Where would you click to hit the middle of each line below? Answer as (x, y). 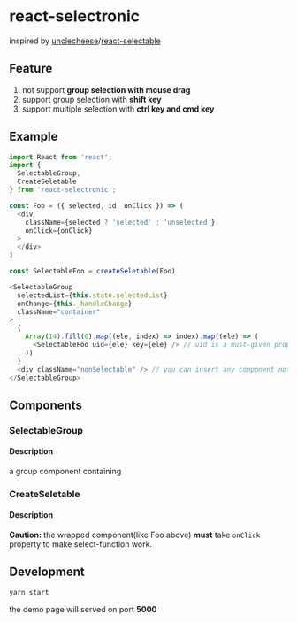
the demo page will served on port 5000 (83, 609)
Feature (31, 69)
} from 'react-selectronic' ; (63, 190)
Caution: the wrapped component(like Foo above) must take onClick (135, 535)
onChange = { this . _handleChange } (75, 304)
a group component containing (65, 471)
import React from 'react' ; (61, 157)
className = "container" (59, 311)
